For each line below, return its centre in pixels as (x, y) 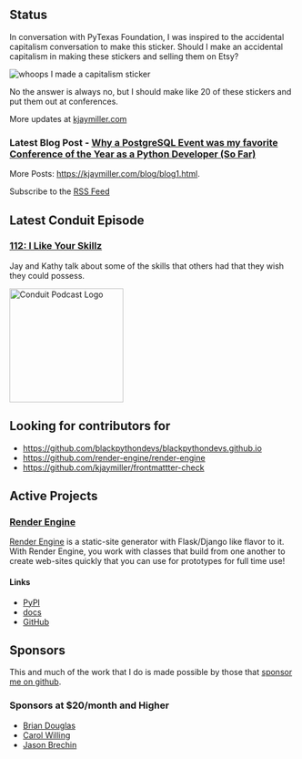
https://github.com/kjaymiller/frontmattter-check (113, 467)
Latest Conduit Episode (77, 220)
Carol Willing (46, 735)
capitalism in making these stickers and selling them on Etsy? (124, 56)
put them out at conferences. (64, 101)
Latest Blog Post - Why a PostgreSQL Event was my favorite (144, 142)
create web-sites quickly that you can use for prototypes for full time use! (147, 561)
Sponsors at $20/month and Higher (90, 705)
